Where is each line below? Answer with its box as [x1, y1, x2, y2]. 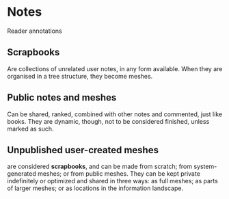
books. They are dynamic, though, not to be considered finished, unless [7, 117, 210, 125]
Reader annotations [7, 27, 63, 35]
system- [193, 162, 217, 171]
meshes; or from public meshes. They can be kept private [37, 170, 200, 178]
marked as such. [7, 124, 54, 133]
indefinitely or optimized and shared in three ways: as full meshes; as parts [7, 177, 219, 185]
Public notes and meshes [7, 92, 117, 103]
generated [7, 170, 36, 178]
